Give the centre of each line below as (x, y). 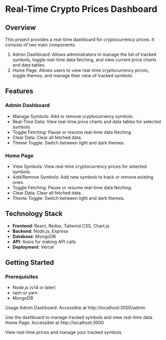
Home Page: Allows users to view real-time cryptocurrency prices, (81, 70)
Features (19, 91)
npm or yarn (25, 293)
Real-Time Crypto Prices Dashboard (81, 9)
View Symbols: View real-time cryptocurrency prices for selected (80, 166)
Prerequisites (22, 277)
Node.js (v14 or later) (34, 288)
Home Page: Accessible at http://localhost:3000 (55, 323)
